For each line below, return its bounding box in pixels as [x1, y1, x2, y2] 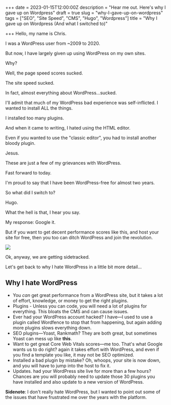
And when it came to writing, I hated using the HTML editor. [5, 125, 131, 131]
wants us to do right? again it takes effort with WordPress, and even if [12, 346, 159, 352]
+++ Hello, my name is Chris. [5, 31, 67, 36]
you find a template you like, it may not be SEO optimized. [12, 351, 134, 358]
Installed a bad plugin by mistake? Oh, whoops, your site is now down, [12, 357, 161, 363]
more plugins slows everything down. [12, 324, 92, 331]
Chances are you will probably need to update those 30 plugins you [12, 373, 156, 379]
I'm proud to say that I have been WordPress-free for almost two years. [5, 180, 155, 186]
